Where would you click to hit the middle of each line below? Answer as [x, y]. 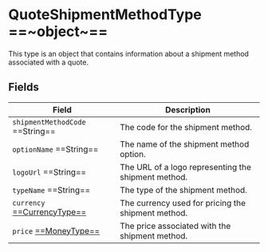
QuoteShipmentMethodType [105, 15]
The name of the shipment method [184, 144]
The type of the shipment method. [183, 190]
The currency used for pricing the [182, 203]
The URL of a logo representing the [185, 167]
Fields [24, 87]
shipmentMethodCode [49, 122]
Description [188, 109]
